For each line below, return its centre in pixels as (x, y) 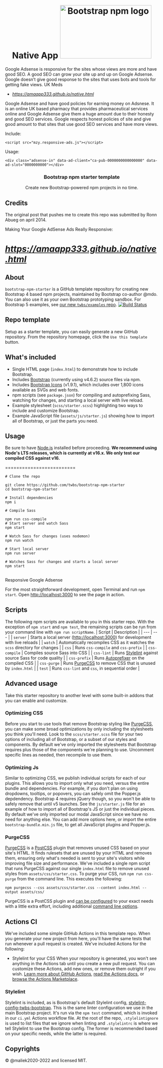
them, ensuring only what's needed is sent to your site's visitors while (75, 858)
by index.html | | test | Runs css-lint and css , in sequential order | (72, 668)
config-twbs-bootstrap (28, 1008)
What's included (31, 358)
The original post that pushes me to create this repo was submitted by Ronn (81, 215)
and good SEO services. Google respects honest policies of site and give (78, 119)
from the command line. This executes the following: (70, 879)
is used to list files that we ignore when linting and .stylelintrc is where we (81, 1023)
